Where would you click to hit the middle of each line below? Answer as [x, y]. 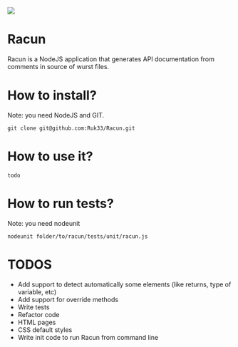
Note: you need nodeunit [44, 223]
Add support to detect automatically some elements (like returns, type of [124, 284]
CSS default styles [45, 330]
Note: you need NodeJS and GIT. [56, 115]
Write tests [33, 307]
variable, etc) [37, 291]
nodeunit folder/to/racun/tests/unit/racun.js [78, 236]
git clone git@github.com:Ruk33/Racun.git [71, 128]
